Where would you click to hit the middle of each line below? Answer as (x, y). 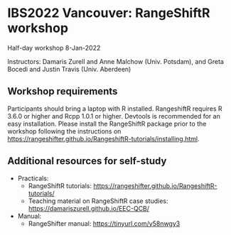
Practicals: (33, 178)
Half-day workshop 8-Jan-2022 (54, 48)
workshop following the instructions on (64, 131)
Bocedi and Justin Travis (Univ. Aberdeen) (69, 69)
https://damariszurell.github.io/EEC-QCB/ (89, 208)
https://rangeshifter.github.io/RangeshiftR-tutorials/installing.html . (103, 138)
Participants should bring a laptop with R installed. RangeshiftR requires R (115, 109)
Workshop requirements (63, 91)
